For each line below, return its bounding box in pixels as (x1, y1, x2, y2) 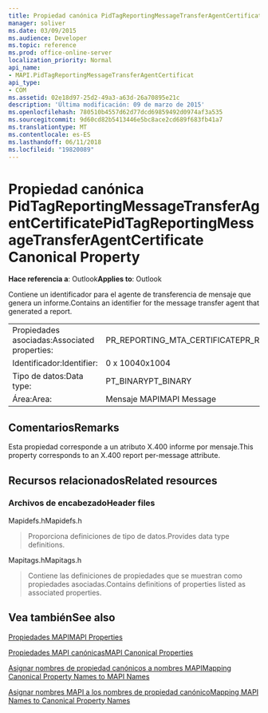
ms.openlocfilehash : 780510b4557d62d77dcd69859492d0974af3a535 (8, 109, 223, 117)
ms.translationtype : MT (8, 123, 88, 131)
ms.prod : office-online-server (8, 49, 112, 57)
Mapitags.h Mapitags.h (8, 555, 82, 564)
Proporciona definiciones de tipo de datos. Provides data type (27, 531, 230, 540)
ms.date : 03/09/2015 (8, 26, 77, 34)
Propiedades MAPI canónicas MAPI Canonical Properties (8, 647, 194, 657)
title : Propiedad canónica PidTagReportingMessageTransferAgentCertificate (8, 11, 266, 20)
